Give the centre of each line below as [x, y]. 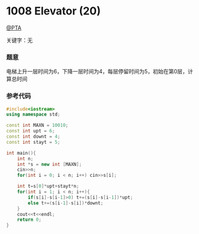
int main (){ [21, 153]
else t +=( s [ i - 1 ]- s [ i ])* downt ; [66, 203]
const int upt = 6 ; [31, 131]
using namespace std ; [33, 115]
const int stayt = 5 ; [33, 142]
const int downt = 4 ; [33, 137]
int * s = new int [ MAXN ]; [50, 164]
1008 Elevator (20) [54, 11]
